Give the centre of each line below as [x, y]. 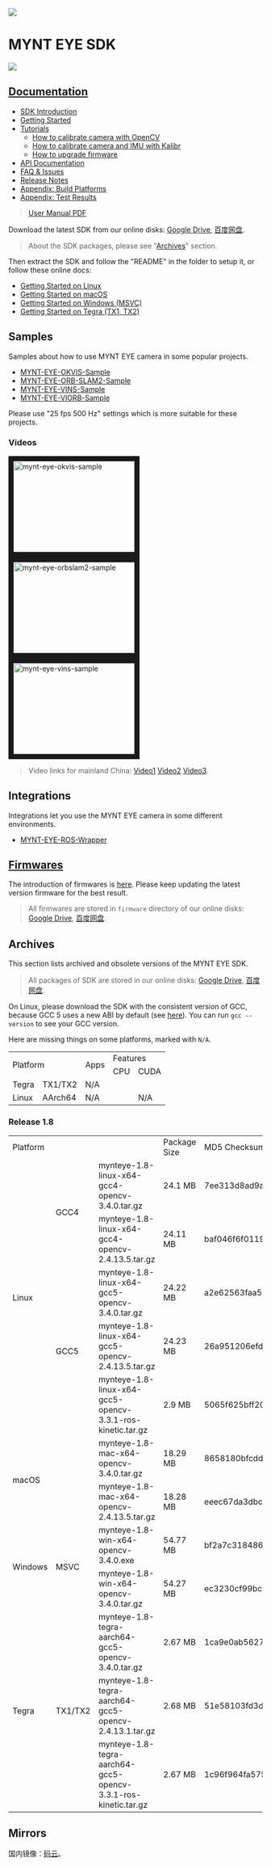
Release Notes [44, 180]
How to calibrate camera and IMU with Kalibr [106, 145]
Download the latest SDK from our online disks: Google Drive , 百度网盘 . [127, 230]
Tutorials [35, 128]
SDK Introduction [48, 111]
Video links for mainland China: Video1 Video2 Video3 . [118, 770]
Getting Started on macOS [64, 294]
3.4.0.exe [116, 1560]
